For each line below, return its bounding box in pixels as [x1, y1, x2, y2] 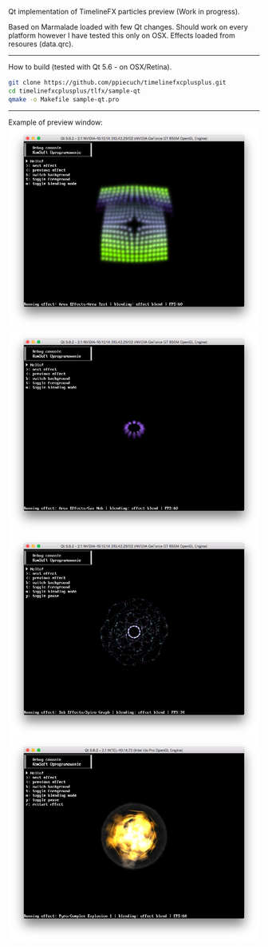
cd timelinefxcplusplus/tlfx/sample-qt [8, 87, 141, 95]
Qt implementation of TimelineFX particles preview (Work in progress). [8, 7, 241, 16]
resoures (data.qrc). [8, 39, 74, 49]
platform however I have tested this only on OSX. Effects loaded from [8, 31, 235, 40]
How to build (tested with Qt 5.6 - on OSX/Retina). [8, 62, 172, 71]
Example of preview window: [8, 117, 104, 127]
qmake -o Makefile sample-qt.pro [8, 95, 120, 103]
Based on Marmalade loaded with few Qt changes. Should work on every [8, 22, 249, 31]
